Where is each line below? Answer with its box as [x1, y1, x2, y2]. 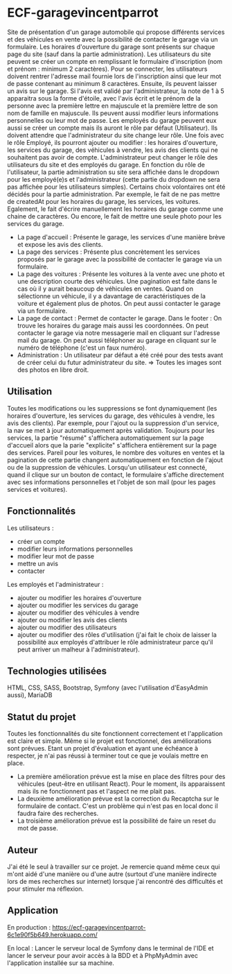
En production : [7, 923, 51, 931]
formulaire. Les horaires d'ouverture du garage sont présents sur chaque [7, 42, 215, 51]
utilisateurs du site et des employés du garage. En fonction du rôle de [7, 160, 206, 169]
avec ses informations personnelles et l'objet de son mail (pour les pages [7, 477, 216, 486]
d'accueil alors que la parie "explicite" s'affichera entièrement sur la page [7, 441, 217, 449]
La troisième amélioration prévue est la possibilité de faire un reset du [17, 817, 216, 825]
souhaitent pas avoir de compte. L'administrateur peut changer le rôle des [7, 153, 218, 161]
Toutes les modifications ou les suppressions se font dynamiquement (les [7, 404, 217, 412]
